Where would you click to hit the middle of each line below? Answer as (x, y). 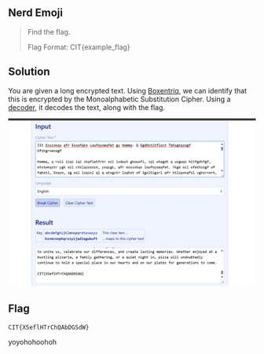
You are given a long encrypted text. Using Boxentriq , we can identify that (128, 90)
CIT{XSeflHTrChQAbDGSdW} (49, 327)
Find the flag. (49, 31)
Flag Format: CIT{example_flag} (79, 47)
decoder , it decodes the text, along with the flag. (87, 107)
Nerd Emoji (35, 13)
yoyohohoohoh (33, 342)
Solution (29, 72)
